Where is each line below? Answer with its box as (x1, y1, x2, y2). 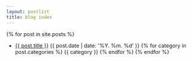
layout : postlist (6, 8, 50, 15)
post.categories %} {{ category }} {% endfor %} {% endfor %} (14, 48, 170, 55)
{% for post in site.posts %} (6, 30, 75, 37)
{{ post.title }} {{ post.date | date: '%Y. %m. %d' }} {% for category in (14, 42, 187, 49)
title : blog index (6, 14, 52, 20)
